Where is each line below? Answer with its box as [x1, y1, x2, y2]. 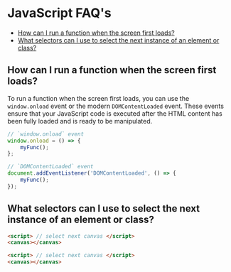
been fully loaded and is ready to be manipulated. [7, 116, 153, 125]
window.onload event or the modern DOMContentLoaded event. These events [7, 102, 224, 110]
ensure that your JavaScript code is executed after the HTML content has [7, 109, 222, 118]
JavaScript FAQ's [7, 5, 112, 21]
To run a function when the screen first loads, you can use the [7, 94, 190, 102]
